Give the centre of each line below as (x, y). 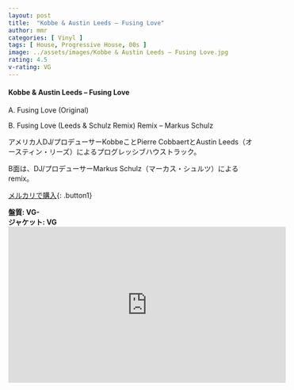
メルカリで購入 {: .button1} (50, 195)
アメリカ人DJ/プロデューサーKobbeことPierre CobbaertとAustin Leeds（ (127, 141)
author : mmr (28, 30)
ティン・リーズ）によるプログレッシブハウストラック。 (111, 151)
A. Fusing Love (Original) (49, 110)
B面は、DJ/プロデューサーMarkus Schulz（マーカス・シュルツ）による (124, 168)
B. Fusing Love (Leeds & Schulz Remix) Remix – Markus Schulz (111, 125)
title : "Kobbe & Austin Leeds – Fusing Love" (86, 23)
